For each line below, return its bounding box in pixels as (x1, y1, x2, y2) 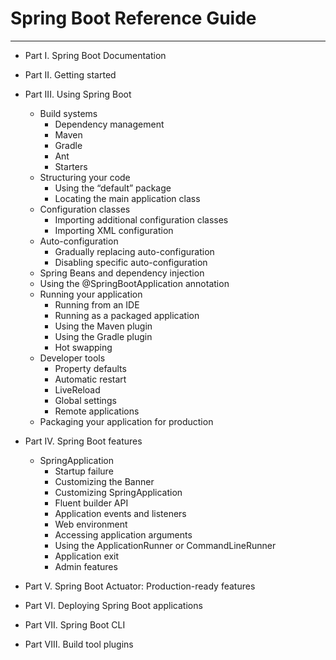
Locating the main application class (54, 192, 201, 204)
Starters (54, 160, 88, 172)
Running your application (39, 288, 143, 300)
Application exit (54, 550, 120, 562)
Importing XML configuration (54, 224, 174, 236)
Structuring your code (39, 171, 131, 183)
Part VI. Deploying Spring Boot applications (24, 599, 203, 611)
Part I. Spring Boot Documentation (24, 49, 167, 61)
